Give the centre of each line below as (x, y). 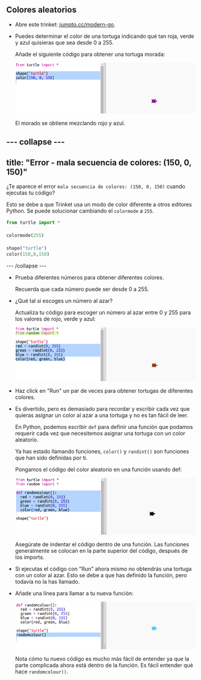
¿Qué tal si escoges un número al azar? (64, 301)
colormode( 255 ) (25, 235)
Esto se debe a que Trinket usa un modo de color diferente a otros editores (99, 205)
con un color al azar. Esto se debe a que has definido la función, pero (101, 575)
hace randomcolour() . (42, 672)
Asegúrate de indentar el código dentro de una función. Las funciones (102, 544)
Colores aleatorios (42, 10)
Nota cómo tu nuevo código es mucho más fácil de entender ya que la (102, 659)
